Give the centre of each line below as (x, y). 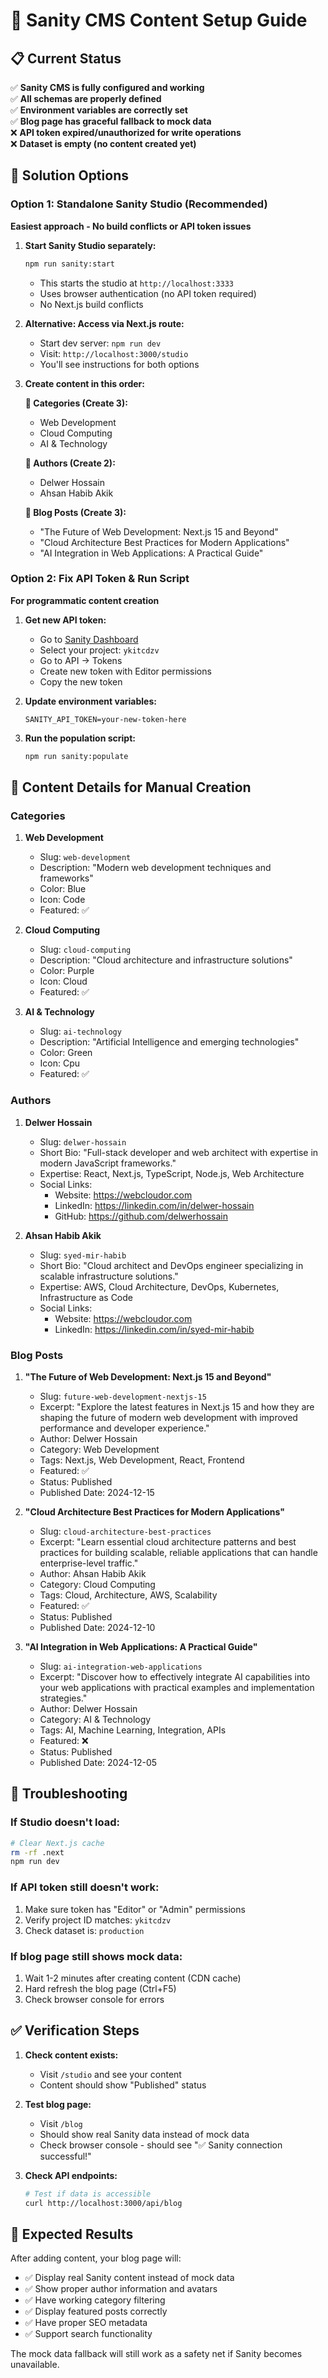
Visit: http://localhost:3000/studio (114, 353)
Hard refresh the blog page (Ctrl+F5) (100, 1988)
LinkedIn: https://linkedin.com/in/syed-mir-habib (154, 1329)
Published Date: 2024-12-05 (98, 1763)
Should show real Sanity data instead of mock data (144, 2134)
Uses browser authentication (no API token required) (148, 293)
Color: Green (66, 1053)
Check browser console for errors (94, 1999)
